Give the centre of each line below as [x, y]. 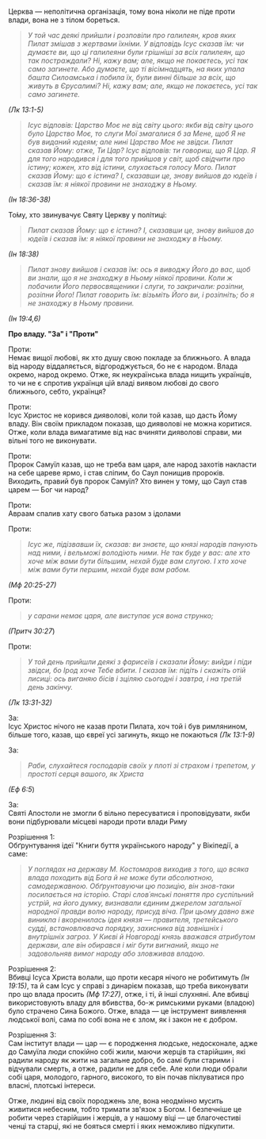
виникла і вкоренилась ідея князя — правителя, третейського [133, 920]
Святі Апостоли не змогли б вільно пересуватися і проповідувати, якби [129, 813]
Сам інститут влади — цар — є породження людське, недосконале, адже [133, 1043]
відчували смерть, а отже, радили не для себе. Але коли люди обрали [128, 1068]
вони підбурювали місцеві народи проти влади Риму [98, 822]
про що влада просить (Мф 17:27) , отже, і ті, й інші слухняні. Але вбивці [129, 994]
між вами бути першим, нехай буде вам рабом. [109, 569]
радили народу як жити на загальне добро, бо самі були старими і [121, 1060]
